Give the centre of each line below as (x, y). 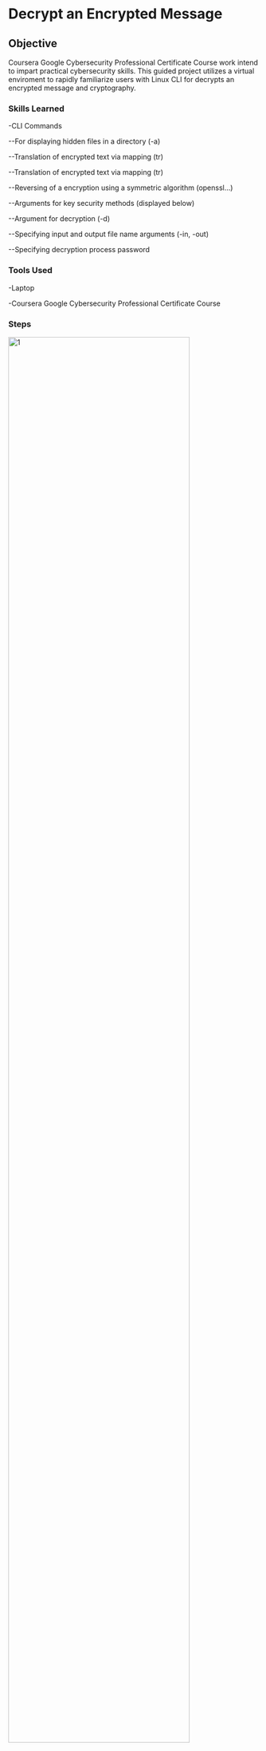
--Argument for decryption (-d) (59, 219)
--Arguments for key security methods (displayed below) (102, 204)
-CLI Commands (35, 126)
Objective (33, 43)
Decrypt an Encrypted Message (115, 14)
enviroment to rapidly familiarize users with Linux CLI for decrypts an (121, 79)
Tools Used (31, 271)
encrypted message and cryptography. (72, 88)
